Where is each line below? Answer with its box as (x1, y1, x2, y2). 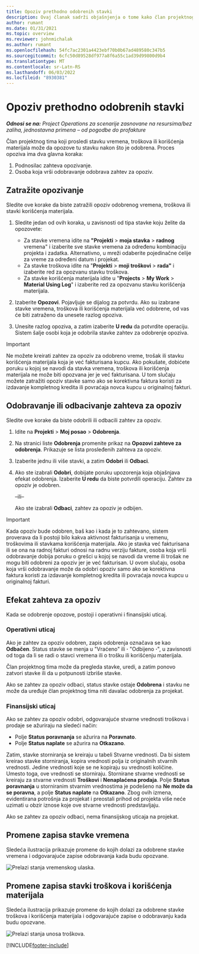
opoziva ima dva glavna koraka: (6, 151, 84, 158)
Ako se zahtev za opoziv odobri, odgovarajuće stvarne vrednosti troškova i (6, 715, 189, 723)
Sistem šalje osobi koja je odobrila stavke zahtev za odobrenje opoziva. (14, 329, 189, 336)
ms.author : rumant (6, 42, 52, 48)
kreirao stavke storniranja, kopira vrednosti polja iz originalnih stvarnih (6, 758, 178, 765)
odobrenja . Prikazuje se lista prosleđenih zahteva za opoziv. (14, 446, 162, 453)
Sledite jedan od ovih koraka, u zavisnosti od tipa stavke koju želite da (14, 219, 185, 226)
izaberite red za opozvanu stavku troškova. (23, 268, 129, 275)
